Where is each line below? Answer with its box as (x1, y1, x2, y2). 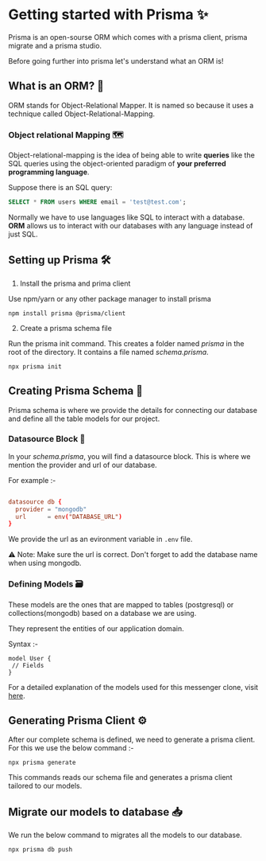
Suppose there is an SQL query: (8, 183, 113, 193)
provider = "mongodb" (15, 505, 87, 513)
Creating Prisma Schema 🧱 (8, 384, 144, 398)
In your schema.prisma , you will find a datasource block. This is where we (8, 451, 251, 461)
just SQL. (8, 229, 38, 239)
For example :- (8, 475, 56, 485)
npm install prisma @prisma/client (8, 309, 126, 318)
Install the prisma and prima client (19, 279, 131, 288)
